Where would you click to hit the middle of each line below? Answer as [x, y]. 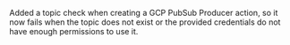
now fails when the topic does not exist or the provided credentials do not [145, 22]
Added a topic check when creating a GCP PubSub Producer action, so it [144, 13]
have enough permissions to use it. [74, 31]
